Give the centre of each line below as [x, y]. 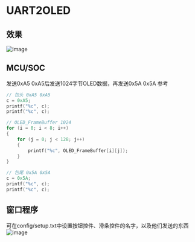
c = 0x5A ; [19, 179]
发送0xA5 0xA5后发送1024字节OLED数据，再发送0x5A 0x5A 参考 [87, 83]
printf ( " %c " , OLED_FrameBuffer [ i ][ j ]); [78, 151]
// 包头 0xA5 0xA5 [28, 95]
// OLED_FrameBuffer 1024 [39, 123]
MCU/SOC [26, 68]
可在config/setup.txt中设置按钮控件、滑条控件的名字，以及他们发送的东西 [97, 225]
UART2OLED [39, 11]
